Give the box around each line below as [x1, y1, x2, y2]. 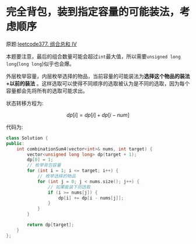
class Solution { [6, 135, 48, 141]
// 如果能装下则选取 [47, 184, 91, 190]
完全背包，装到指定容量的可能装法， [6, 5, 180, 19]
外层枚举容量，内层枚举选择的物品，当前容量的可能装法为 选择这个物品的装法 [6, 73, 190, 80]
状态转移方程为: [6, 99, 44, 106]
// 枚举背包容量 [27, 162, 61, 169]
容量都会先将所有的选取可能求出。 [6, 87, 88, 94]
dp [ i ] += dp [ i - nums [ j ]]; [58, 195, 124, 201]
